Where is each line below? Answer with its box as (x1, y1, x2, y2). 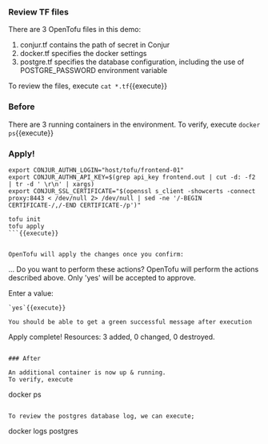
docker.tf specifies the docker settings (19, 49, 147, 59)
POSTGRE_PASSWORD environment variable (19, 66, 168, 75)
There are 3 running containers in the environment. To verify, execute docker (8, 119, 261, 129)
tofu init (8, 215, 42, 223)
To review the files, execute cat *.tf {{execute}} (8, 81, 168, 91)
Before (8, 101, 35, 112)
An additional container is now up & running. (8, 368, 166, 377)
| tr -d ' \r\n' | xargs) (8, 180, 94, 188)
